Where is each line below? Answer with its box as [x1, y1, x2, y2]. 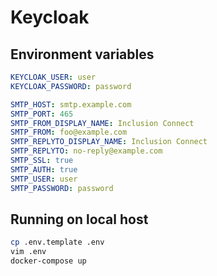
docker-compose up [10, 256, 87, 266]
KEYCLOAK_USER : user [10, 72, 97, 82]
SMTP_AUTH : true [10, 164, 78, 175]
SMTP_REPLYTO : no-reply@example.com [10, 146, 163, 156]
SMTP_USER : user [10, 174, 78, 184]
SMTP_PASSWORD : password [10, 183, 114, 193]
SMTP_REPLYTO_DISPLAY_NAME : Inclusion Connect [10, 137, 208, 147]
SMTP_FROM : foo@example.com [10, 127, 128, 138]
